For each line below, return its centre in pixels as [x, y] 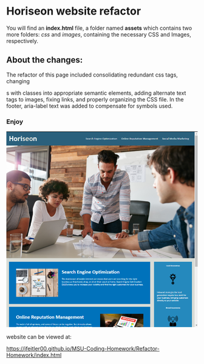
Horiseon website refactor [74, 11]
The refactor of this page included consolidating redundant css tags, [92, 75]
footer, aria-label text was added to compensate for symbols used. [90, 106]
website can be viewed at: [39, 337]
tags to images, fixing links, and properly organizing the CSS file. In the [95, 99]
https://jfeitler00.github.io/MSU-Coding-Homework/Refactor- [83, 349]
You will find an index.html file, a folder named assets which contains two [99, 28]
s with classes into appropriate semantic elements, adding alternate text [96, 93]
